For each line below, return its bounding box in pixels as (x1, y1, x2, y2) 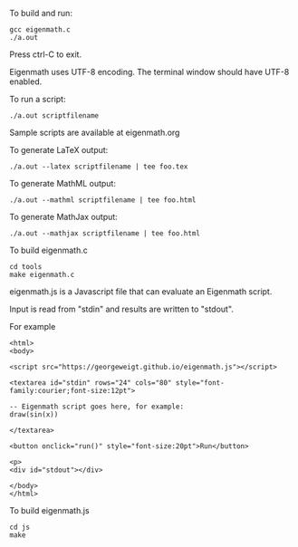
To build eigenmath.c (9, 245, 89, 255)
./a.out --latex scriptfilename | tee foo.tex (9, 162, 188, 171)
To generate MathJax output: (9, 212, 118, 222)
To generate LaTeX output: (9, 145, 109, 155)
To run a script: (9, 94, 66, 104)
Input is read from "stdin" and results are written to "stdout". (9, 303, 234, 314)
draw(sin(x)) (9, 410, 59, 419)
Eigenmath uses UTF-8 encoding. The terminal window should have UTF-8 (9, 67, 290, 77)
